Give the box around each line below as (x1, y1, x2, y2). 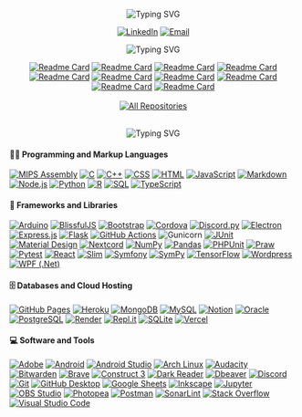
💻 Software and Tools (9, 335, 95, 346)
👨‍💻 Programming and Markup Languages (9, 149, 169, 160)
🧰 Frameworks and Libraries (9, 199, 119, 210)
